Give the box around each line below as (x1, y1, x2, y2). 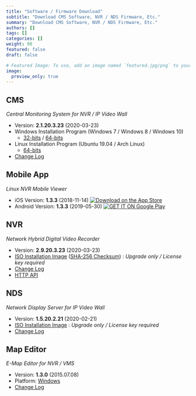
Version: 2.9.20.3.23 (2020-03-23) (14, 246, 100, 253)
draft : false (6, 52, 38, 58)
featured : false (6, 47, 45, 53)
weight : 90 (6, 41, 33, 47)
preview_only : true (11, 74, 59, 79)
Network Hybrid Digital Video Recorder (6, 235, 100, 242)
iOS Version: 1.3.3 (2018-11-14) (14, 196, 89, 203)
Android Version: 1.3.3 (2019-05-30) (14, 203, 103, 210)
